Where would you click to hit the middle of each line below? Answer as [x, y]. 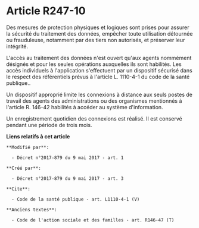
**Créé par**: [24, 168]
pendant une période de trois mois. [49, 125]
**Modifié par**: [28, 147]
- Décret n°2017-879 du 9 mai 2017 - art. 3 [68, 178]
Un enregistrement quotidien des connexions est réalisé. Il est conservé [94, 118]
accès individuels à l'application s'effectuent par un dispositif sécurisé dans [99, 70]
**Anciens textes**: [32, 210]
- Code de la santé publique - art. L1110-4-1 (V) [76, 199]
